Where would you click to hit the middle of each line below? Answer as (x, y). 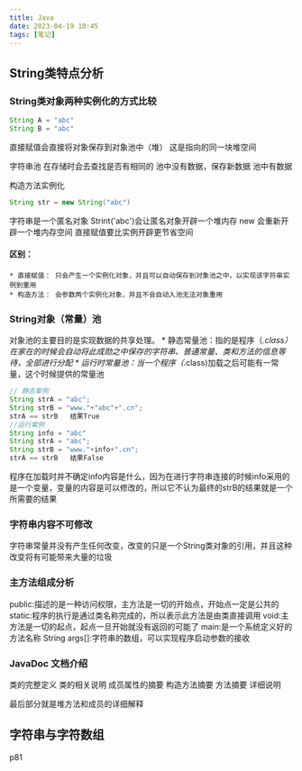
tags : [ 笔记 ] (32, 34)
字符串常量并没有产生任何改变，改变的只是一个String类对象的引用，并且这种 (151, 546)
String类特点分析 (57, 73)
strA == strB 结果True (55, 416)
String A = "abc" (42, 121)
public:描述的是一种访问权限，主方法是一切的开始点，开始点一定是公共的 (144, 603)
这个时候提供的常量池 (64, 374)
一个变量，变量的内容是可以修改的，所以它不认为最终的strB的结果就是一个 (155, 488)
